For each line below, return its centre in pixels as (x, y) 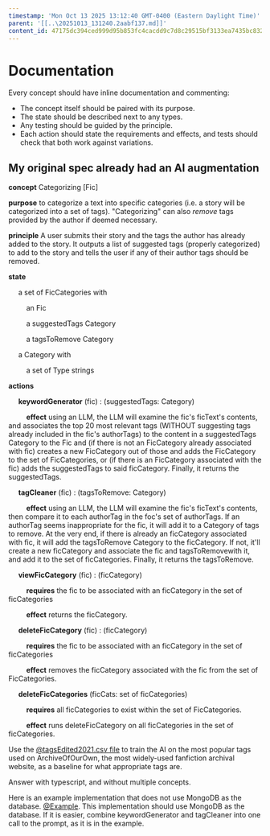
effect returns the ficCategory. (77, 615)
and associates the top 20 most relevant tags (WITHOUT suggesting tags (130, 426)
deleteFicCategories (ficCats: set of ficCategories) (103, 694)
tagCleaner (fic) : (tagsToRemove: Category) (92, 492)
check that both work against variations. (86, 142)
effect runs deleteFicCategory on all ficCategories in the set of (130, 726)
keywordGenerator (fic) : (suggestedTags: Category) (106, 402)
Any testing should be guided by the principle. (96, 126)
